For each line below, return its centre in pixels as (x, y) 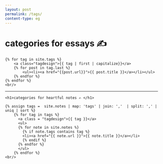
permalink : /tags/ (24, 14)
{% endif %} (35, 140)
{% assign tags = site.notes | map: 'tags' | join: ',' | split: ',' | (81, 106)
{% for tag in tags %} (37, 115)
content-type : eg (23, 18)
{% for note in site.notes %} (48, 128)
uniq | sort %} (20, 111)
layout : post (18, 9)
